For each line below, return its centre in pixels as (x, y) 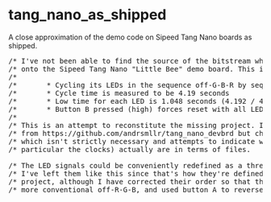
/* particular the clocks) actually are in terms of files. (130, 149)
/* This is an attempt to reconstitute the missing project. (132, 125)
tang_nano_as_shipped (88, 15)
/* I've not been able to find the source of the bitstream (130, 61)
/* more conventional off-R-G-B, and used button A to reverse (136, 190)
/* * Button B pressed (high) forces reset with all (128, 109)
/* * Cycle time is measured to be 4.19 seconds (119, 93)
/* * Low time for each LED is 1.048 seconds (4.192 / (132, 101)
